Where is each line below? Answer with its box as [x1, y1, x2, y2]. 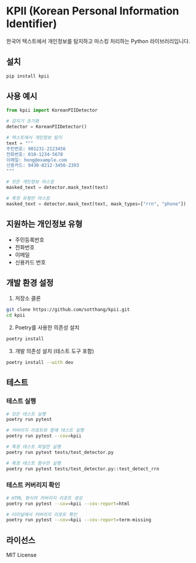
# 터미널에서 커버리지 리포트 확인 [6, 511, 77, 517]
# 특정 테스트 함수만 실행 [6, 460, 61, 466]
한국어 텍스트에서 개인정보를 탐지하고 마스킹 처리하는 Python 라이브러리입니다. [6, 37, 191, 44]
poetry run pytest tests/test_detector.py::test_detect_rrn [6, 466, 160, 472]
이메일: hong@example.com [6, 157, 67, 163]
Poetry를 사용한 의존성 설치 [14, 324, 80, 331]
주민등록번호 [14, 236, 45, 243]
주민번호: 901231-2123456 [6, 146, 66, 152]
